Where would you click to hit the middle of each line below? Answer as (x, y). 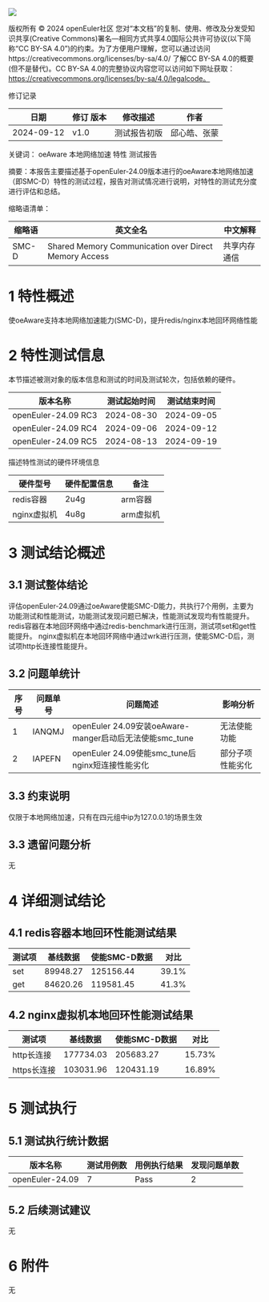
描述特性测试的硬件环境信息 (54, 462)
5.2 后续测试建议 (49, 1210)
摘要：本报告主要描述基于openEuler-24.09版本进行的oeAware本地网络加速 (131, 171)
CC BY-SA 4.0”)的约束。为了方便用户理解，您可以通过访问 (114, 49)
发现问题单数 (215, 1166)
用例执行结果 (159, 1166)
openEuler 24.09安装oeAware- (131, 726)
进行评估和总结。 (36, 191)
